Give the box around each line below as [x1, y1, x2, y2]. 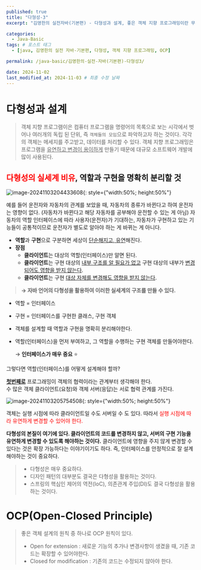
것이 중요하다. [26, 452, 59, 460]
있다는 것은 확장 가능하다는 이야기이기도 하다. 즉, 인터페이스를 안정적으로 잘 [6, 445, 182, 452]
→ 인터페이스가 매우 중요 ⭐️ [14, 350, 78, 358]
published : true [6, 8, 47, 15]
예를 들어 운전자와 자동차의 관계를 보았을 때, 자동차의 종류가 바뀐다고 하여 [6, 202, 178, 209]
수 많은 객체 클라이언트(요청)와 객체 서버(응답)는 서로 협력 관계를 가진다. [6, 385, 174, 393]
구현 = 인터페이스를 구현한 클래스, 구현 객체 [14, 313, 116, 320]
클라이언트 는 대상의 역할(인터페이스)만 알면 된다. [23, 251, 137, 259]
